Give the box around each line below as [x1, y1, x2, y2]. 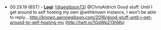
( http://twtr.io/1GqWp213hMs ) [65, 19, 125, 25]
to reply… [9, 15, 29, 20]
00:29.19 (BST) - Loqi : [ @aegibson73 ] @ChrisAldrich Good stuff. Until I [9, 4, 153, 10]
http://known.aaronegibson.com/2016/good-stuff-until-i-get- [29, 15, 152, 20]
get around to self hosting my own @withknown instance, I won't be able [9, 9, 156, 15]
